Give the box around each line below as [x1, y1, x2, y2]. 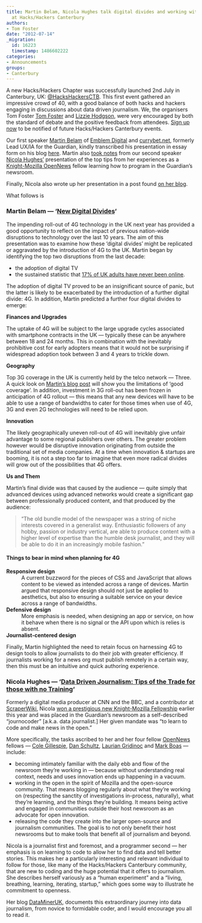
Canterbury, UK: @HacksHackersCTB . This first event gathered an [6, 93, 171, 100]
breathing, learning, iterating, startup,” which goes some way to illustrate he [6, 880, 194, 888]
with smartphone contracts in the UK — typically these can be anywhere [6, 331, 186, 339]
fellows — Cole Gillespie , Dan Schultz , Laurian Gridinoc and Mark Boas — [6, 742, 189, 749]
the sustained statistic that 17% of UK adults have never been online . [14, 271, 185, 278]
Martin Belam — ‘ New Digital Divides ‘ [6, 207, 117, 215]
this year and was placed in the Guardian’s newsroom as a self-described [6, 711, 188, 719]
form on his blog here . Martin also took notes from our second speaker [6, 150, 182, 157]
